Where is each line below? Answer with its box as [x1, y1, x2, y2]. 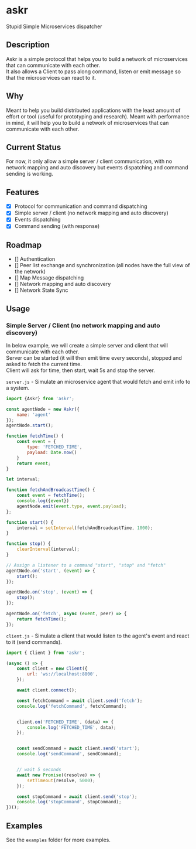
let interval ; [6, 476, 41, 482]
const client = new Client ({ [16, 666, 88, 671]
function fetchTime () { [6, 433, 64, 439]
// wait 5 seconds [16, 767, 61, 773]
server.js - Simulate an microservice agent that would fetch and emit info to [6, 378, 191, 385]
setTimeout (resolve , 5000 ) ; [27, 778, 95, 783]
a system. [6, 384, 30, 391]
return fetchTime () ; [16, 616, 67, 622]
